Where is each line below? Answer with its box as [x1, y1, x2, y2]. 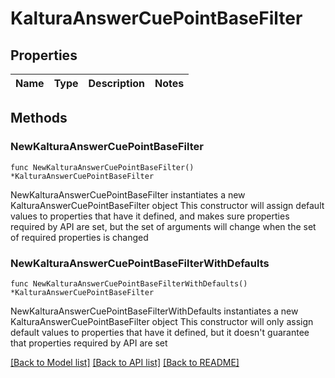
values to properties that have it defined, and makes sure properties [10, 210, 290, 222]
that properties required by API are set [10, 337, 168, 349]
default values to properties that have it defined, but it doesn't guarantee [10, 326, 310, 338]
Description [88, 77, 145, 90]
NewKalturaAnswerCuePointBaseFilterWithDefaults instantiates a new [10, 305, 299, 317]
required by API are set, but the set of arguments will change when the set [10, 220, 317, 232]
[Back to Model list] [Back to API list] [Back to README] [10, 356, 240, 368]
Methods [10, 110, 68, 127]
